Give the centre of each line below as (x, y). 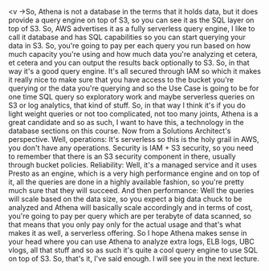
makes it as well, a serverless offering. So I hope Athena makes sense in (128, 233)
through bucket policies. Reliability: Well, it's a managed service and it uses (132, 165)
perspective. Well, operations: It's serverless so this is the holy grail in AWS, (134, 139)
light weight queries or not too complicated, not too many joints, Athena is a (133, 114)
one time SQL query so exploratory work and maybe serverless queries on (132, 97)
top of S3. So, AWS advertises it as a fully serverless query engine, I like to (132, 28)
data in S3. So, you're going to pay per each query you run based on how (130, 46)
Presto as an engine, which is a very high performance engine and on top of (134, 173)
